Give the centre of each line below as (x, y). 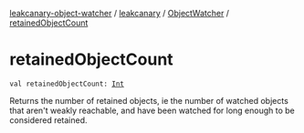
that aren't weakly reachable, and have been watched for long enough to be (152, 110)
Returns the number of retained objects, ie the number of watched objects (149, 100)
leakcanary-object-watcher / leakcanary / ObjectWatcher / (120, 13)
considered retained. (49, 120)
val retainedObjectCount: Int (67, 84)
